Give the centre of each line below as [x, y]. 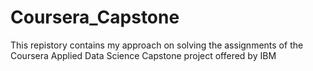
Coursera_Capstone [95, 17]
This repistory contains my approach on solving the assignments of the [157, 45]
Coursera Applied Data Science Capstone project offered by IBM [143, 55]
